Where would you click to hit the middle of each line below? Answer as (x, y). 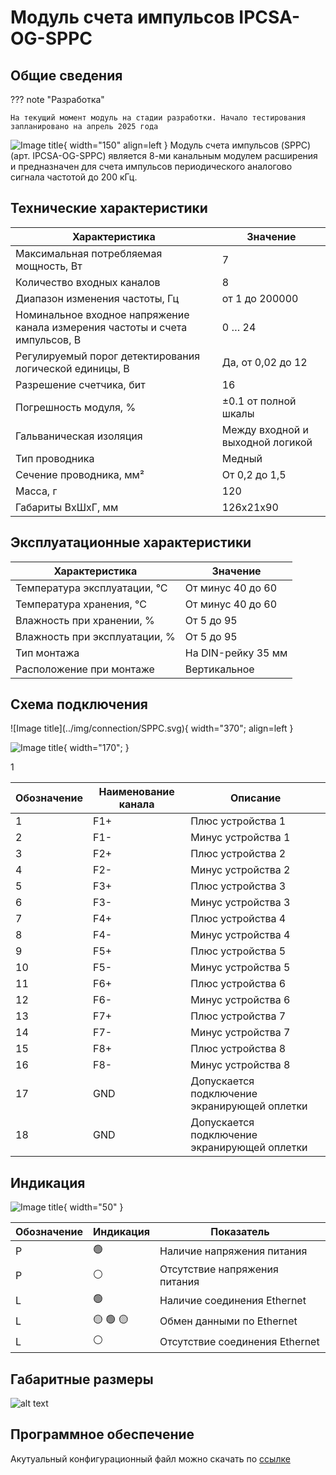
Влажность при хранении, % (85, 620)
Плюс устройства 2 (238, 854)
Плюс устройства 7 (238, 1016)
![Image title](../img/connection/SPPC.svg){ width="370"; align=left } (152, 728)
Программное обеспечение (102, 1434)
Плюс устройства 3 (238, 886)
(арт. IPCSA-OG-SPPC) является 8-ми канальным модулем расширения (164, 155)
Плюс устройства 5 (238, 951)
